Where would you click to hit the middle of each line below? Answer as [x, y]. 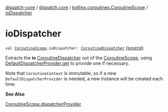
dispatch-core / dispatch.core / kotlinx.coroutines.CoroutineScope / [77, 7]
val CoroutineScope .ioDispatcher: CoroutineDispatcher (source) [75, 48]
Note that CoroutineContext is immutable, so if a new [61, 73]
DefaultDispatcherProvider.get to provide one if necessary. [67, 63]
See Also [15, 94]
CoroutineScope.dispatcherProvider [43, 104]
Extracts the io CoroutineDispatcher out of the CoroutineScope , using [79, 58]
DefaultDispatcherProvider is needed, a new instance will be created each [84, 79]
